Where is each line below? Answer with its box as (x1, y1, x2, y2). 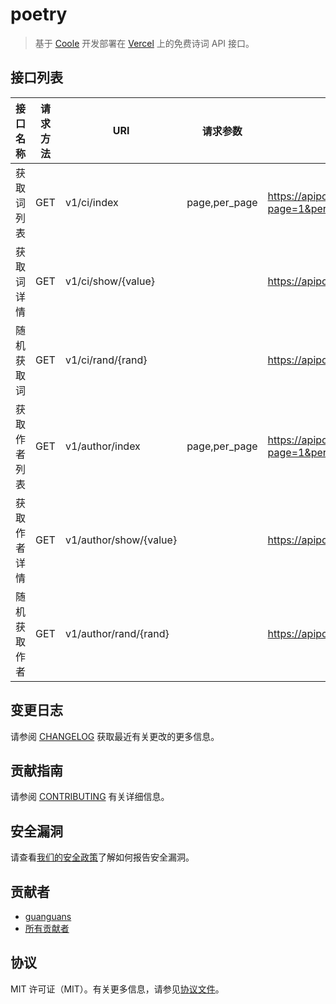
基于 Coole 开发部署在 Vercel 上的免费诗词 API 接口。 (34, 37, 255, 49)
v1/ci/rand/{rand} (64, 353, 148, 367)
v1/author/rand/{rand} (64, 626, 170, 640)
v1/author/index (64, 439, 141, 453)
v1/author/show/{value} (64, 533, 178, 547)
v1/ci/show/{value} (64, 274, 155, 288)
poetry (10, 3, 68, 26)
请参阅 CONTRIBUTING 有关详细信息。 (10, 791, 170, 803)
